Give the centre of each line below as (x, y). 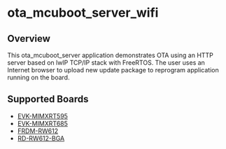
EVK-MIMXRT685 (43, 123)
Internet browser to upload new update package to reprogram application (113, 70)
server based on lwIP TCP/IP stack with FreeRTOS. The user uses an (106, 63)
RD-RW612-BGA (41, 138)
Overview (29, 39)
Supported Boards (48, 99)
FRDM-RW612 (37, 131)
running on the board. (38, 77)
